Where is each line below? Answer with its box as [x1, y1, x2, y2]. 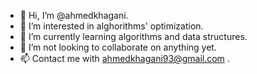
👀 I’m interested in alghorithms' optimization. [19, 20, 204, 32]
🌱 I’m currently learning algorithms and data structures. [19, 31, 248, 42]
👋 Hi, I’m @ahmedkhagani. [19, 10, 129, 21]
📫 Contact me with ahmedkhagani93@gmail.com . [19, 53, 230, 64]
